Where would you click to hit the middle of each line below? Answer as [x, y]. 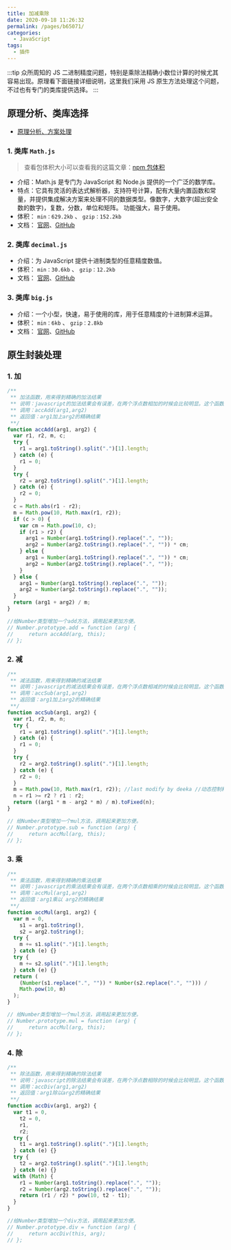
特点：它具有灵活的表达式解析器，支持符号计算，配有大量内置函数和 [113, 190]
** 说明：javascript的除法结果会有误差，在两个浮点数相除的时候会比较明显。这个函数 [117, 1080]
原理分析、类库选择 [48, 113]
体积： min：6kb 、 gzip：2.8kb [60, 322]
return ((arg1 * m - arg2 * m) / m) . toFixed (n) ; [84, 802]
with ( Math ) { [33, 1176]
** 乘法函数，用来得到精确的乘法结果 [56, 880]
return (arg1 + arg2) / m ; [52, 603]
